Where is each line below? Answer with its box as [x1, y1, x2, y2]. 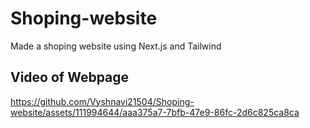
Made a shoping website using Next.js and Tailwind [10, 40, 222, 52]
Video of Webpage [10, 69, 130, 86]
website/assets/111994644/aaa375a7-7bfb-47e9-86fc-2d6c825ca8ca [10, 106, 300, 118]
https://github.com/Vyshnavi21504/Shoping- [10, 95, 195, 107]
